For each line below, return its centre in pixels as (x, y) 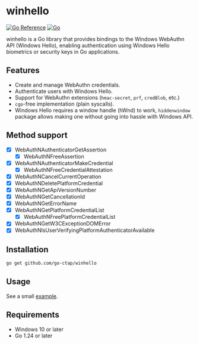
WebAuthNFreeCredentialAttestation (68, 170)
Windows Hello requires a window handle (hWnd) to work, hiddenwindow (102, 110)
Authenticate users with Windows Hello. (64, 91)
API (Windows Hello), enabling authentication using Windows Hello (88, 45)
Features (23, 71)
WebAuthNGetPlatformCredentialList (59, 210)
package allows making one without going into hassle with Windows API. (104, 116)
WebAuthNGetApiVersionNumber (56, 190)
